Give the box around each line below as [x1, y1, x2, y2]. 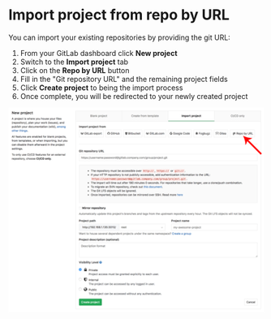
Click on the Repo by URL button [19, 65, 130, 75]
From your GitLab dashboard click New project [19, 48, 178, 58]
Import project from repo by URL [8, 6, 230, 24]
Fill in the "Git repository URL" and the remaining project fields [19, 74, 229, 84]
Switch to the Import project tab [19, 57, 128, 67]
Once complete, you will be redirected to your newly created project [19, 91, 248, 101]
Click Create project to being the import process [19, 83, 183, 93]
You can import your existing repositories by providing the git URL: [8, 32, 231, 42]
